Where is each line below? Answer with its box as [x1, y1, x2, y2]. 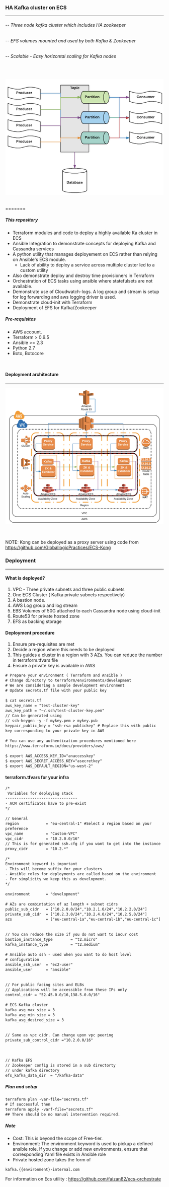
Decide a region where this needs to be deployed [12, 647, 115, 652]
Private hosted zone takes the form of [12, 1157, 91, 1163]
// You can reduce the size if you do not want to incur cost [5, 932, 138, 937]
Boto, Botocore [12, 350, 44, 356]
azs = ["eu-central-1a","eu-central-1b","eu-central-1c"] [5, 917, 161, 922]
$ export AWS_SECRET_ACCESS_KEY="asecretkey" [5, 758, 102, 763]
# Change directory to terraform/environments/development [5, 678, 132, 683]
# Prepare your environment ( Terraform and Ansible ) [5, 673, 123, 678]
